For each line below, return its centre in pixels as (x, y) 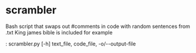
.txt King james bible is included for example (59, 32)
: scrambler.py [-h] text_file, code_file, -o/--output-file (71, 44)
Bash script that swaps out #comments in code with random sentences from (98, 26)
